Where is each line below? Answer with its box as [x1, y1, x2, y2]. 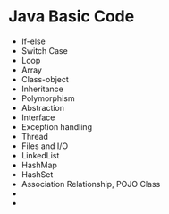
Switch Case [21, 45, 68, 56]
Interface [21, 112, 55, 123]
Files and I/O [21, 141, 69, 151]
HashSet [21, 168, 54, 180]
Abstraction [21, 102, 64, 113]
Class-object [21, 73, 69, 84]
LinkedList [21, 150, 60, 160]
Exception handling [21, 121, 93, 132]
